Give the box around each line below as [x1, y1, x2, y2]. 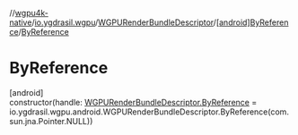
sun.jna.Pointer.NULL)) [9, 115, 93, 126]
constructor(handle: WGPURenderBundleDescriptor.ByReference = [9, 97, 258, 107]
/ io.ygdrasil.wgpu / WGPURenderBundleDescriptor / [31, 17, 217, 28]
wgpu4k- [14, 8, 49, 18]
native [9, 17, 32, 28]
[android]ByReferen [215, 17, 289, 28]
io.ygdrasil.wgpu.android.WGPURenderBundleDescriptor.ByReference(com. [9, 106, 290, 117]
